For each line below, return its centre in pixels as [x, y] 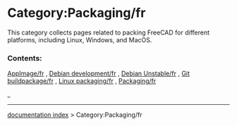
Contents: [25, 58]
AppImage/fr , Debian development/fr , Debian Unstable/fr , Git [99, 74]
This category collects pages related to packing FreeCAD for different [109, 32]
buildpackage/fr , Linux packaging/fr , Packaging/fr [82, 81]
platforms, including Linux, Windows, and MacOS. [80, 39]
